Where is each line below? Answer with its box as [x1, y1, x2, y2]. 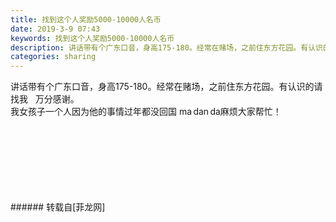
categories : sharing [10, 52, 97, 62]
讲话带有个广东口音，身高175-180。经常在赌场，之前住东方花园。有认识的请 [10, 81, 323, 93]
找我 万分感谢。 [10, 93, 80, 105]
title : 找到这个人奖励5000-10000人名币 [10, 14, 162, 25]
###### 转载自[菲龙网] [10, 201, 106, 213]
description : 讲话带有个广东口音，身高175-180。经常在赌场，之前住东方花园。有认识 [10, 42, 323, 53]
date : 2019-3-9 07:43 [10, 24, 101, 34]
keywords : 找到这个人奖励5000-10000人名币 [10, 33, 175, 43]
